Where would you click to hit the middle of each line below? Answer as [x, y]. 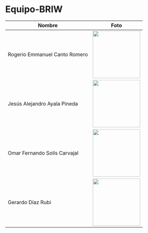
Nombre [48, 25]
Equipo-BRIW [34, 9]
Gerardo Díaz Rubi [30, 202]
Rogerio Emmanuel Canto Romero [48, 54]
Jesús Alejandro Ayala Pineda [43, 104]
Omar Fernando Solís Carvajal [43, 153]
